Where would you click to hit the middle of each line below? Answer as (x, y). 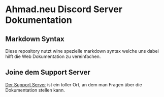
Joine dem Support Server (48, 72)
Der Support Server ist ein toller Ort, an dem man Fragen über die (74, 84)
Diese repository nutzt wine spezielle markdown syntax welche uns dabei (82, 51)
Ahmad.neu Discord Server (64, 9)
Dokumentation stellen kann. (35, 90)
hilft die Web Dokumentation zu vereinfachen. (53, 56)
